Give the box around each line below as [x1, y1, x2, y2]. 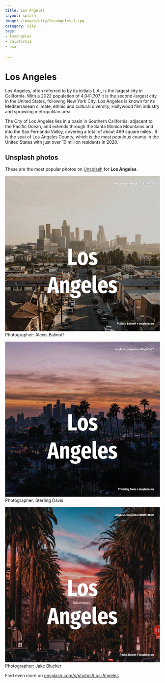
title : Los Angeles [5, 8, 45, 13]
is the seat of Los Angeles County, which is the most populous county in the [5, 133, 159, 140]
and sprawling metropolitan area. [5, 108, 72, 114]
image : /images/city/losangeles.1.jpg [5, 18, 84, 23]
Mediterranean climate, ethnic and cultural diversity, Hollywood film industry [5, 103, 160, 109]
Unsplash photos [5, 153, 58, 162]
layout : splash [5, 13, 36, 18]
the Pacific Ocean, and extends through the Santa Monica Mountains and [5, 123, 154, 129]
